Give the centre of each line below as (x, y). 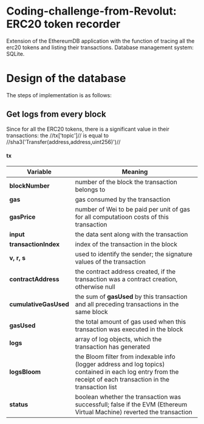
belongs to (90, 190)
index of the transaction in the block (126, 244)
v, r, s (18, 258)
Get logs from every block (56, 115)
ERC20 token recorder (63, 24)
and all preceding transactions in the (127, 304)
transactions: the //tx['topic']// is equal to (58, 135)
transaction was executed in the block (129, 329)
